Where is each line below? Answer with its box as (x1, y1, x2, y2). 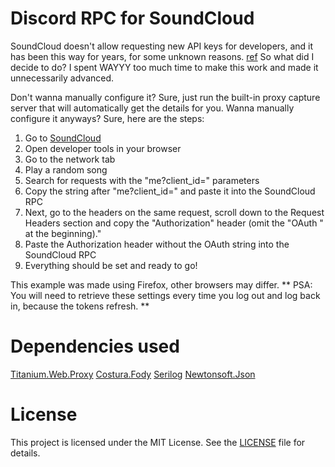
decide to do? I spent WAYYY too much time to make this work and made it (10, 61, 319, 73)
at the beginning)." (24, 227, 102, 239)
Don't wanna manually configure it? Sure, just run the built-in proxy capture (10, 91, 321, 103)
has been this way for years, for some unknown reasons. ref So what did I (10, 50, 315, 62)
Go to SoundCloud (24, 132, 102, 144)
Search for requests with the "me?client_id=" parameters (24, 174, 260, 186)
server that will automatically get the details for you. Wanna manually (10, 102, 295, 114)
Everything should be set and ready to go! (24, 259, 198, 271)
